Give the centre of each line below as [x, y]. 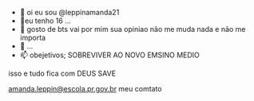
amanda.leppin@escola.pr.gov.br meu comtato [85, 89]
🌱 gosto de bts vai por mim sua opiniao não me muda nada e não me [133, 29]
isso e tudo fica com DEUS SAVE [62, 73]
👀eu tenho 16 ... [46, 21]
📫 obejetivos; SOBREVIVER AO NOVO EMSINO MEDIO [109, 55]
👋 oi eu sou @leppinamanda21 [69, 12]
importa [33, 37]
